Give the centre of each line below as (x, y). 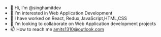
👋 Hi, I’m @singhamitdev (36, 8)
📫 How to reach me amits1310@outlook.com (57, 29)
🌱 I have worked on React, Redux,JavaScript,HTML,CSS (68, 18)
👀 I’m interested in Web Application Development (61, 13)
